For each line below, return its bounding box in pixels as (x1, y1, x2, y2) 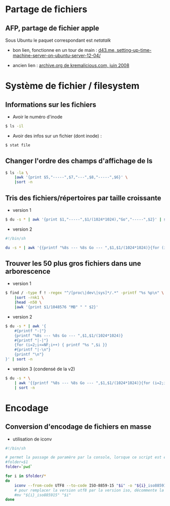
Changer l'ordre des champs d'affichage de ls (5, 156, 153, 166)
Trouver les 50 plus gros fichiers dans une (5, 259, 141, 268)
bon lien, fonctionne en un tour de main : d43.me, (12, 47, 116, 53)
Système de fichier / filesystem (5, 80, 140, 92)
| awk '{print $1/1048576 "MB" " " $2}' (14, 305, 99, 310)
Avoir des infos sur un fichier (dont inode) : (12, 133, 102, 139)
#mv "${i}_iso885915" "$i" (14, 492, 71, 497)
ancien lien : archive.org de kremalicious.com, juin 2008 (12, 62, 130, 68)
